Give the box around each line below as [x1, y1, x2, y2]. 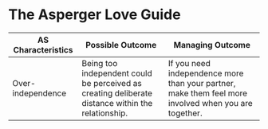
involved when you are [167, 97, 253, 108]
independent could [81, 68, 153, 79]
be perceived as [81, 77, 142, 88]
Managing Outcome [173, 39, 251, 50]
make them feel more [167, 88, 248, 99]
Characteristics [13, 44, 73, 55]
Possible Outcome [85, 39, 157, 50]
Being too [81, 57, 118, 68]
